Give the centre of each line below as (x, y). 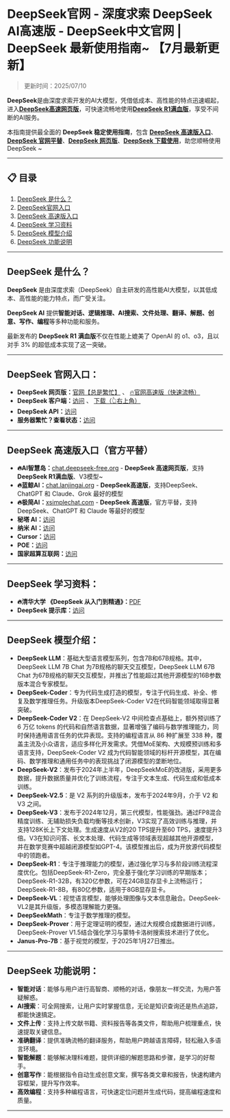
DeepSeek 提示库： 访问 (51, 610)
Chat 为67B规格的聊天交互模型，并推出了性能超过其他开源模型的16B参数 (119, 675)
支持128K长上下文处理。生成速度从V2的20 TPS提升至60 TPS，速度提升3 (119, 829)
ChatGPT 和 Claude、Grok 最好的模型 (70, 494)
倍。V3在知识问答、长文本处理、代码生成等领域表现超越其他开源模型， (117, 838)
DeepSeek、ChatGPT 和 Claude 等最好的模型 (81, 511)
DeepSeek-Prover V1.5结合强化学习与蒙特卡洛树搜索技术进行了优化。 (115, 932)
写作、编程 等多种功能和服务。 (61, 321)
